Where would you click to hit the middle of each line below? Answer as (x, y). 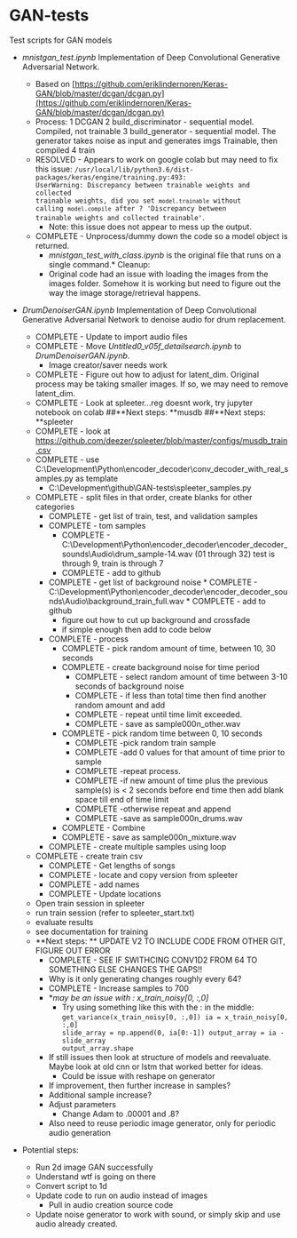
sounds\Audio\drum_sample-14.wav (127, 554)
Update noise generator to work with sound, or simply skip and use (158, 1214)
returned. (52, 245)
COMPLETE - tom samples (97, 525)
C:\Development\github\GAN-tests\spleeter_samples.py (150, 487)
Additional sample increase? (100, 1095)
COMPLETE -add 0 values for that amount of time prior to (180, 752)
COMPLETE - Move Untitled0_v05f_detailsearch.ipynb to (138, 346)
